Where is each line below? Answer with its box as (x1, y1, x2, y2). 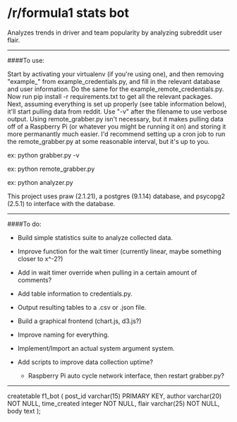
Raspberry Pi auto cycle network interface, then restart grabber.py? (28, 371, 224, 380)
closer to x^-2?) (17, 254, 63, 263)
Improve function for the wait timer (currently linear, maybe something (17, 247, 222, 255)
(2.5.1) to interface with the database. (7, 199, 116, 207)
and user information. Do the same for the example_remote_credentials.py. (7, 85, 224, 93)
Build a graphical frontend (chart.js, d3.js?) (17, 316, 142, 325)
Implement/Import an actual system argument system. (17, 344, 175, 352)
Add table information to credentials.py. (17, 289, 133, 298)
